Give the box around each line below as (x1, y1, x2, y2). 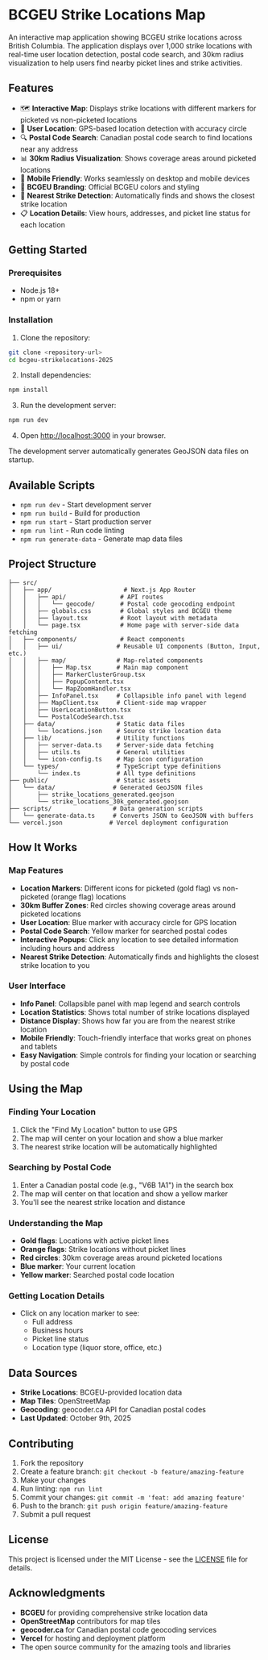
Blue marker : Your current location (19, 1262, 136, 1271)
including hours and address (19, 943, 115, 953)
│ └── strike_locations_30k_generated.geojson (8, 797, 189, 806)
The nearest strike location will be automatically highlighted (19, 1141, 217, 1151)
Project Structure (8, 557, 97, 571)
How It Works (8, 840, 78, 854)
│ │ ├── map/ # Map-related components (8, 656, 204, 665)
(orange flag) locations (51, 891, 126, 901)
